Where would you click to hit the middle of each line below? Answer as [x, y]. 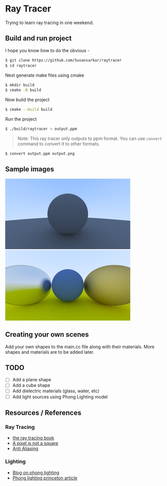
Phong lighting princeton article [45, 478]
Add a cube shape [31, 385]
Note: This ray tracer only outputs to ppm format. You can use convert [90, 139]
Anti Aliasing [25, 448]
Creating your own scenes [47, 334]
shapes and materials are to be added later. [50, 352]
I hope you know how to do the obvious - [47, 50]
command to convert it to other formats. [58, 144]
